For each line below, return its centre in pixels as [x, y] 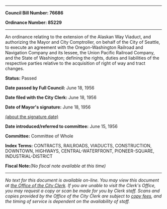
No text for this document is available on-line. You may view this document [82, 180]
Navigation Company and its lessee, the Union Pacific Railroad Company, [80, 52]
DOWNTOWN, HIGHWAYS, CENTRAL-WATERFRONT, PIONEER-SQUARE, [80, 151]
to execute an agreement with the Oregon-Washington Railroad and [74, 47]
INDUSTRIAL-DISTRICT [29, 156]
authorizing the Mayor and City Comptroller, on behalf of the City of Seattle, [83, 42]
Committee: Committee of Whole [39, 136]
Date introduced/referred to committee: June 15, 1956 [61, 126]
